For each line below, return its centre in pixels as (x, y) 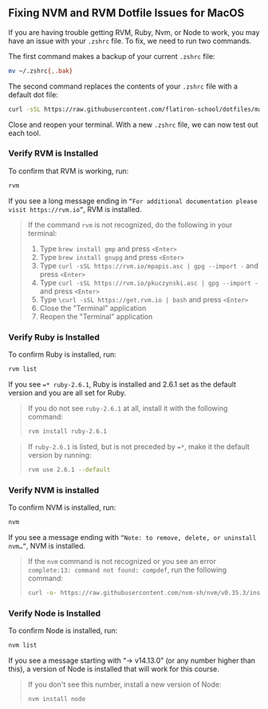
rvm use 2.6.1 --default (69, 470)
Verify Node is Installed (55, 613)
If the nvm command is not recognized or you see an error (122, 561)
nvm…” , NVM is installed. (47, 546)
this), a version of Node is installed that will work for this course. (114, 668)
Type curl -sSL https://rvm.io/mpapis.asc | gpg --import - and (149, 266)
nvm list (23, 645)
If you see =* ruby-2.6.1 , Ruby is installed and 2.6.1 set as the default (122, 384)
